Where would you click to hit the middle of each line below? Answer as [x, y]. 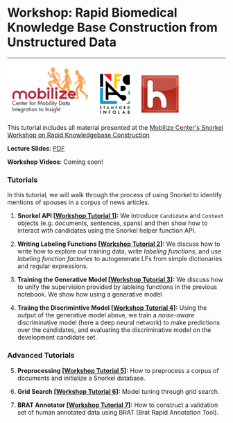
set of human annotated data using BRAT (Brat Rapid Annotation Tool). [118, 412]
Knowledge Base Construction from [113, 27]
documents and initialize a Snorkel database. [81, 378]
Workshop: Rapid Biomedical [93, 13]
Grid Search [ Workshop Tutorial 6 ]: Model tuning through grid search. [118, 391]
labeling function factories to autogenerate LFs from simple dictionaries [120, 259]
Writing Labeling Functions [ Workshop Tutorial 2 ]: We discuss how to [119, 244]
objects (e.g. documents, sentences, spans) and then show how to [112, 223]
